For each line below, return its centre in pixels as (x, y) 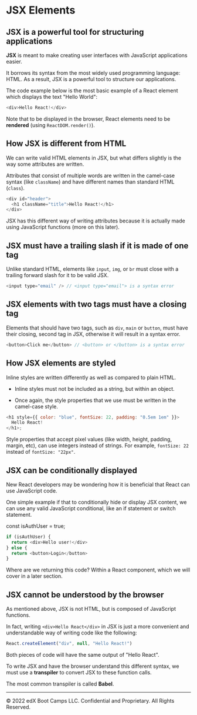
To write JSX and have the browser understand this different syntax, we (93, 666)
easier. (14, 61)
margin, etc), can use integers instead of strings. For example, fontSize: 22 (98, 445)
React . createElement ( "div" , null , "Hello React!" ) (69, 644)
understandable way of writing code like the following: (72, 633)
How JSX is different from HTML (66, 144)
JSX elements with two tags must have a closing (96, 305)
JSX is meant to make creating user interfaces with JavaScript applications (97, 55)
